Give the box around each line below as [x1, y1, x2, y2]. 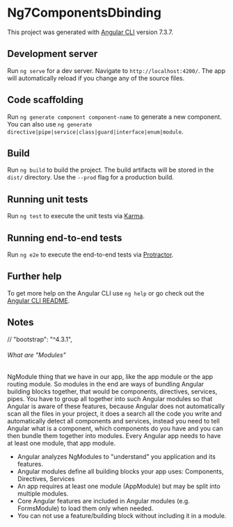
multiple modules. [17, 489, 69, 498]
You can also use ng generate [7, 120, 93, 128]
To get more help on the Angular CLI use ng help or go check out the [7, 289, 204, 297]
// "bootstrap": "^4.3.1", [7, 335, 73, 343]
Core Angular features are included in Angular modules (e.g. [17, 496, 190, 505]
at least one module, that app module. [7, 439, 116, 447]
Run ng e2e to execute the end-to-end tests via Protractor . [7, 250, 174, 259]
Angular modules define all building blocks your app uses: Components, [17, 467, 224, 476]
